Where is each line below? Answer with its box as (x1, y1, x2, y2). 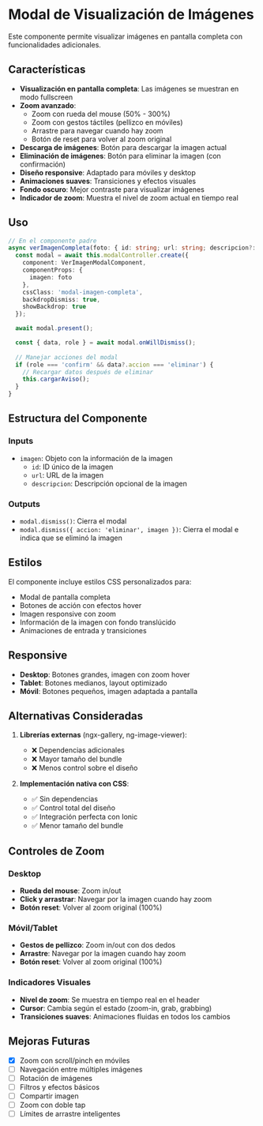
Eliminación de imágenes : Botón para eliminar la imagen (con (19, 151, 221, 160)
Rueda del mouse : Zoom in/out (19, 886, 122, 895)
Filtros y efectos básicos (19, 1082, 100, 1091)
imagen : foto (28, 273, 73, 281)
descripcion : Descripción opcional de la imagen (31, 479, 187, 488)
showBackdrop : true (22, 302, 87, 311)
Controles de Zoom (8, 844, 105, 858)
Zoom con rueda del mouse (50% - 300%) (31, 109, 171, 118)
